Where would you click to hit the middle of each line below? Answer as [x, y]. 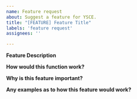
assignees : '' [24, 34]
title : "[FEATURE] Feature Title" [49, 22]
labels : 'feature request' [39, 28]
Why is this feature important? [44, 78]
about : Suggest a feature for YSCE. [51, 17]
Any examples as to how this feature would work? [69, 90]
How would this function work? [45, 67]
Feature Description [31, 55]
